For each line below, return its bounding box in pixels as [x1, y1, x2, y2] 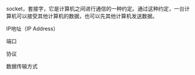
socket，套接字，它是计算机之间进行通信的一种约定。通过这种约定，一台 [6, 5, 185, 12]
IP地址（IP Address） [6, 25, 59, 32]
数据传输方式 [6, 63, 38, 70]
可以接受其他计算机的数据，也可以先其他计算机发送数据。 [16, 12, 158, 19]
